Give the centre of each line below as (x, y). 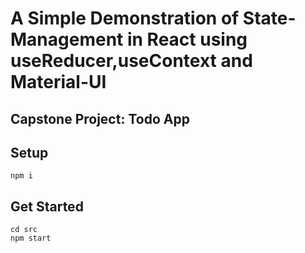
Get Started (47, 206)
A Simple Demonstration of (125, 18)
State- (269, 18)
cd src (24, 230)
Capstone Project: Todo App (100, 118)
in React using (187, 39)
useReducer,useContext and (131, 61)
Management (67, 39)
